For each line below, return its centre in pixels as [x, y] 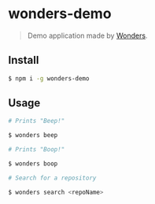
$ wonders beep [33, 135]
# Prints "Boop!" [37, 150]
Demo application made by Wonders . [87, 35]
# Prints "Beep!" [37, 121]
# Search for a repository [52, 178]
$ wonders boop [33, 164]
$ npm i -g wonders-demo [49, 78]
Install [24, 60]
